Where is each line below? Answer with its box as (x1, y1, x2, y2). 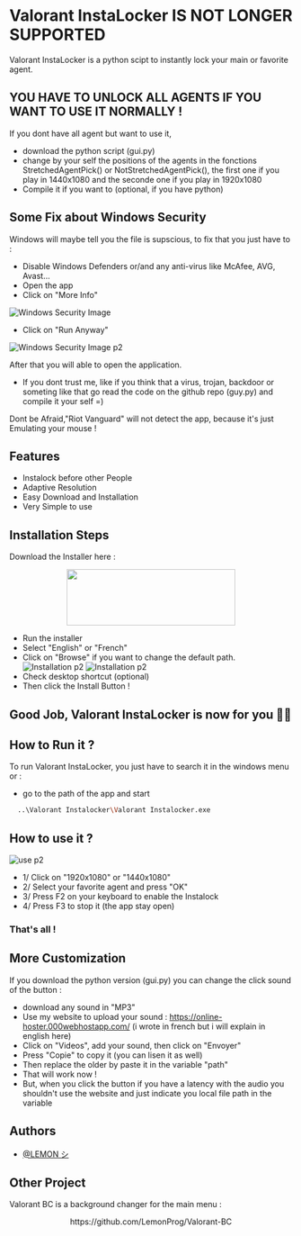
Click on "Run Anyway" (22, 324, 110, 335)
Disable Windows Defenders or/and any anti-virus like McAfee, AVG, (22, 260, 276, 271)
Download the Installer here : (9, 551, 116, 563)
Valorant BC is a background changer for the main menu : (9, 1199, 222, 1210)
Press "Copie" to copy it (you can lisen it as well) (22, 1050, 203, 1060)
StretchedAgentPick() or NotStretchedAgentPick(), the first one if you (22, 164, 280, 176)
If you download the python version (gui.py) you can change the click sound (9, 974, 292, 986)
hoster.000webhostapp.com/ (22, 1021, 130, 1032)
